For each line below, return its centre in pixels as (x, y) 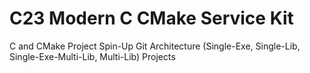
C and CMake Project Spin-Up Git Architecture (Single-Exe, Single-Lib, (155, 46)
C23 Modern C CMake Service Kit (151, 18)
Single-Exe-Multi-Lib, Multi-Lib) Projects (92, 56)
